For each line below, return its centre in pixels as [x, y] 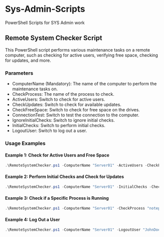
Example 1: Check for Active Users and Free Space [57, 155]
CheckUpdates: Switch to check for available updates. [67, 105]
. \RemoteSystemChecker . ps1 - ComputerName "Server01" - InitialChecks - [78, 187]
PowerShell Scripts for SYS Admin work [45, 23]
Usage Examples [25, 143]
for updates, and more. [28, 60]
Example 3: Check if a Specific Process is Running [57, 198]
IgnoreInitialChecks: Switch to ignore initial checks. [63, 120]
